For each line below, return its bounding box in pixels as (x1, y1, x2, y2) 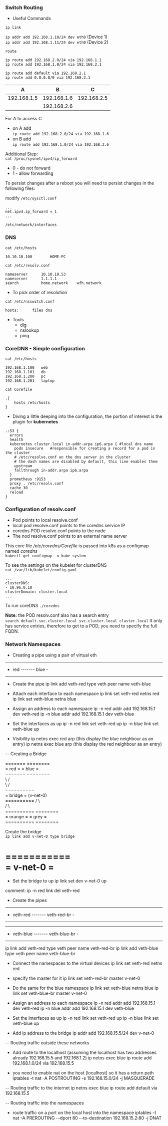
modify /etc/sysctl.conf (5, 195, 57, 201)
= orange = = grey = (5, 814, 47, 820)
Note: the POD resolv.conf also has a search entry (5, 612, 109, 618)
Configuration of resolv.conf (5, 506, 76, 513)
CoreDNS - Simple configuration (5, 345, 85, 352)
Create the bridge (5, 829, 41, 835)
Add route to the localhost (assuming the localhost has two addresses (12, 1049, 156, 1056)
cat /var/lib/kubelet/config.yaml (5, 568, 77, 573)
